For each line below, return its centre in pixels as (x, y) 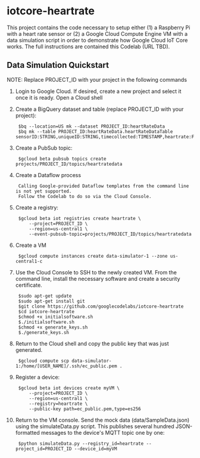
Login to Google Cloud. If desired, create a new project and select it (98, 91)
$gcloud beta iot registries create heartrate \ (80, 218)
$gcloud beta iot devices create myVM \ (69, 388)
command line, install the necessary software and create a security (98, 278)
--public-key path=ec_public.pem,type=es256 (85, 409)
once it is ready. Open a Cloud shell (59, 97)
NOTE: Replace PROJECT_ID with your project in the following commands (97, 79)
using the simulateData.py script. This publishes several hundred (95, 426)
